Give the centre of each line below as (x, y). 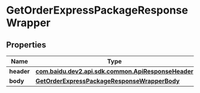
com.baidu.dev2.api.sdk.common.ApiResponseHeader (114, 71)
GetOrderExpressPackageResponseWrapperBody (107, 81)
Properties (26, 45)
